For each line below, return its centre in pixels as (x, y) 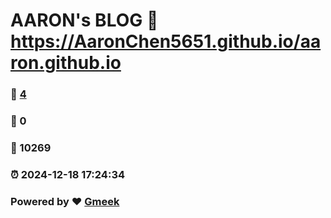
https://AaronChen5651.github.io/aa (166, 41)
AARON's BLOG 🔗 (84, 20)
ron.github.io (66, 63)
